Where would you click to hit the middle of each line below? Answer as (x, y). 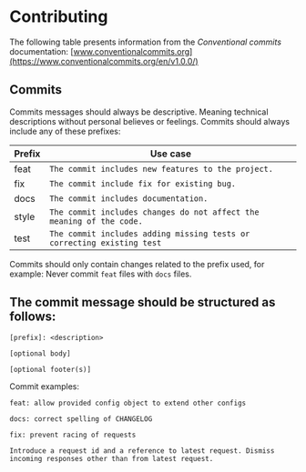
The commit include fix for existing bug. (143, 183)
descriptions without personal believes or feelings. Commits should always (149, 121)
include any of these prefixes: (65, 131)
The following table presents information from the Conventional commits (146, 42)
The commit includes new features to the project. (161, 169)
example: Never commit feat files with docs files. (101, 274)
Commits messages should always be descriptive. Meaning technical (139, 112)
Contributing (59, 17)
